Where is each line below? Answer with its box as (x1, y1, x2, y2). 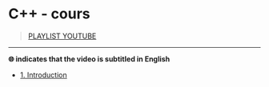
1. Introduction (19, 69, 67, 80)
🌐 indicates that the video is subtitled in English (8, 53, 171, 64)
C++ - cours (8, 5, 90, 23)
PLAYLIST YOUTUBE (27, 31, 97, 41)
